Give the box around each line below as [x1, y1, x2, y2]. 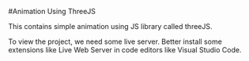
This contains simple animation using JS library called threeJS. [8, 22, 213, 30]
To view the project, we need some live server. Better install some [8, 37, 223, 46]
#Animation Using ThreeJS [8, 7, 96, 16]
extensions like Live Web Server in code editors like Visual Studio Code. [8, 45, 242, 54]
